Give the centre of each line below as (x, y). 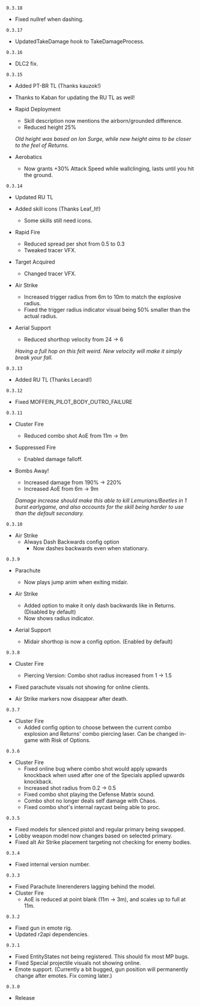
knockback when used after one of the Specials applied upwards (104, 775)
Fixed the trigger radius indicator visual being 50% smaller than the (107, 310)
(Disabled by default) (50, 612)
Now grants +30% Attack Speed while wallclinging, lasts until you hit (109, 169)
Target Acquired (35, 262)
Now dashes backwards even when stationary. (91, 548)
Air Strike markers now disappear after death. (71, 699)
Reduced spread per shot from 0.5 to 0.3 (74, 244)
